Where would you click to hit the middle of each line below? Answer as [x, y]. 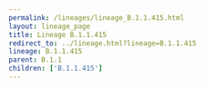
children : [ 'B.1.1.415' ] [56, 69]
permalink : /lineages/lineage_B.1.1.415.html [96, 18]
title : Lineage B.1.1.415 [57, 34]
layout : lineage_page [50, 26]
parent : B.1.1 [36, 60]
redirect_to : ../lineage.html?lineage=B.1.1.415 [103, 43]
